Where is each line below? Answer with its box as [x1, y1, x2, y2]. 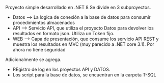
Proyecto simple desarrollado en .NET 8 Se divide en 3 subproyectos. [5, 5, 151, 10]
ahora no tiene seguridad [12, 47, 66, 52]
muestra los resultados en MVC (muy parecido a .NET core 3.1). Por [12, 41, 154, 47]
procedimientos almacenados [12, 20, 75, 25]
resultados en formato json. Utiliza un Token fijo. [12, 31, 115, 36]
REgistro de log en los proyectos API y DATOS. [12, 66, 111, 72]
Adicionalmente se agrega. [5, 57, 62, 63]
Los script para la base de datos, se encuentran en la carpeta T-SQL [12, 72, 156, 78]
